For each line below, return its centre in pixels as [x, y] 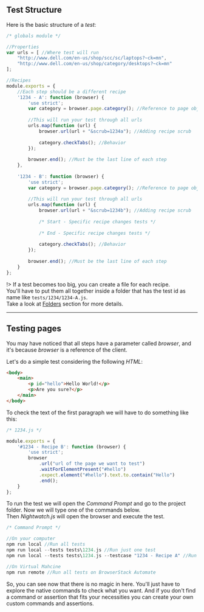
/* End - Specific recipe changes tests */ [94, 233]
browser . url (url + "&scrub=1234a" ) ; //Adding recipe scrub [115, 131]
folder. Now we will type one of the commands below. [73, 510]
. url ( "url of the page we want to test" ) [92, 464]
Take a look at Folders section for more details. [65, 304]
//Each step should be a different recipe [72, 92]
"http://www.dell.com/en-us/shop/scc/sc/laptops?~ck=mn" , [92, 58]
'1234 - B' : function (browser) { [61, 176]
